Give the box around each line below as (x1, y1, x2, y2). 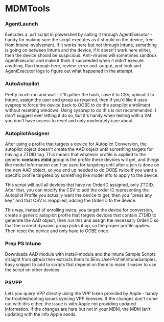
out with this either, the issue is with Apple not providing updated (5, 300, 136, 307)
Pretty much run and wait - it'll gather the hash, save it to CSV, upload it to (5, 91, 155, 97)
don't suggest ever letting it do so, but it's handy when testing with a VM (5, 112, 152, 118)
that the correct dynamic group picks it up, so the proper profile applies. (5, 223, 151, 229)
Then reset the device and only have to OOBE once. (5, 228, 110, 234)
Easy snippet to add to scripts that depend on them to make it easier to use (5, 262, 157, 268)
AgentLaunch (5, 21, 38, 27)
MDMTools (5, 3, 50, 14)
